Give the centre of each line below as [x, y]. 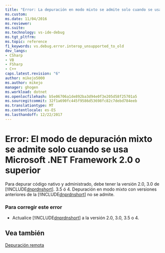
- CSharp [14, 55]
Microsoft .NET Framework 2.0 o [73, 160]
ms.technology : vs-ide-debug [35, 32]
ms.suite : [15, 28]
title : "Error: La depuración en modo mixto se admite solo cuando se [79, 10]
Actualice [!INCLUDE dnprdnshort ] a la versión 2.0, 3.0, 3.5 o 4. [75, 218]
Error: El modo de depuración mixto [79, 139]
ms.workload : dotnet [26, 92]
